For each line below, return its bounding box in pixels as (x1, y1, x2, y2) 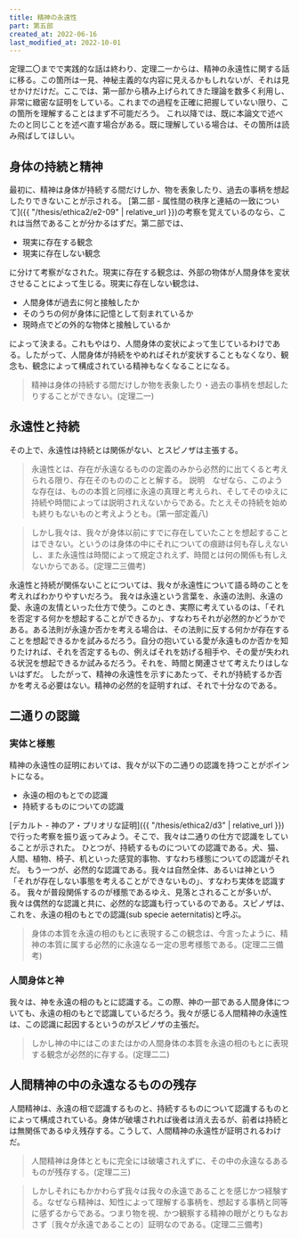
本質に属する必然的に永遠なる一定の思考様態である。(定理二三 (46, 938, 276, 950)
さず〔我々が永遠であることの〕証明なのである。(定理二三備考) (30, 1218, 263, 1229)
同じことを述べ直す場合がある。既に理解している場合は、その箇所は (32, 120, 282, 130)
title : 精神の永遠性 (9, 12, 77, 22)
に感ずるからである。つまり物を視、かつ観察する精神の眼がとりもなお (30, 1208, 289, 1218)
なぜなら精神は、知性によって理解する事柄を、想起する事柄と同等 (46, 1196, 288, 1207)
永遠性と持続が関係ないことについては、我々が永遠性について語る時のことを (9, 579, 289, 590)
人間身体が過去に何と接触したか (21, 297, 140, 308)
